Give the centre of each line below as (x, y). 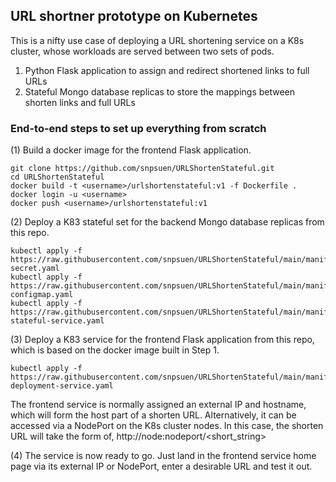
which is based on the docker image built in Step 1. (115, 350)
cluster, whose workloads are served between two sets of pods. (142, 51)
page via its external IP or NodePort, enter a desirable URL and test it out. (161, 466)
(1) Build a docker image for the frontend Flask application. (131, 150)
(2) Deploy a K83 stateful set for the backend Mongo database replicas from (167, 222)
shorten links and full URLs (80, 102)
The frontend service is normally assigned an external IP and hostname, (158, 405)
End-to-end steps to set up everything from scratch (138, 128)
